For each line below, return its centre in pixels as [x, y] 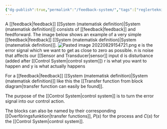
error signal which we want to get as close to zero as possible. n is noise [80, 50]
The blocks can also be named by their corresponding [60, 111]
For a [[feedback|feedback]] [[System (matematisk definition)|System [77, 75]
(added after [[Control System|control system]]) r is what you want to [76, 61]
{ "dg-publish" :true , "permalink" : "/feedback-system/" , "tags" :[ [71, 10]
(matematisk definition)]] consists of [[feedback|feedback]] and [70, 29]
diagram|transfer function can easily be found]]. [54, 86]
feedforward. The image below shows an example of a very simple [73, 34]
